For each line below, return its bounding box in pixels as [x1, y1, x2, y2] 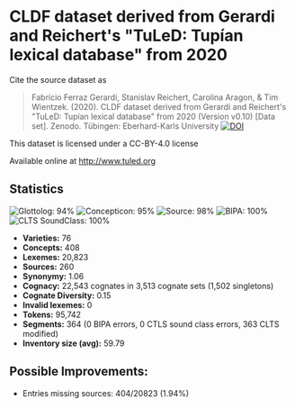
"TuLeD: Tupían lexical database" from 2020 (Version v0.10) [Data [31, 111, 276, 122]
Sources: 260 [22, 261, 75, 272]
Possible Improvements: [9, 364, 148, 379]
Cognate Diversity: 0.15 [22, 290, 112, 301]
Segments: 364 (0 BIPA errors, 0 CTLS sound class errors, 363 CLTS [22, 318, 280, 330]
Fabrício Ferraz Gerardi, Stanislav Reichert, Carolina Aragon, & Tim [31, 92, 279, 103]
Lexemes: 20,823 [22, 251, 89, 262]
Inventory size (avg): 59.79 [22, 338, 125, 349]
